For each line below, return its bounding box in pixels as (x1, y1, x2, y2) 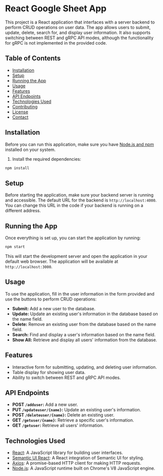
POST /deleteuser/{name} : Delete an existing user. (12, 412, 115, 418)
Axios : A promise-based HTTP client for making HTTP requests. (12, 460, 141, 466)
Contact (12, 114, 28, 120)
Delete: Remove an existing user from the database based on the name (12, 321, 157, 327)
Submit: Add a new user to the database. (12, 305, 95, 311)
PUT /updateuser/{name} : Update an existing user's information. (12, 407, 141, 413)
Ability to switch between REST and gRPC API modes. (12, 375, 121, 380)
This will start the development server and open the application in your (5, 253, 148, 259)
